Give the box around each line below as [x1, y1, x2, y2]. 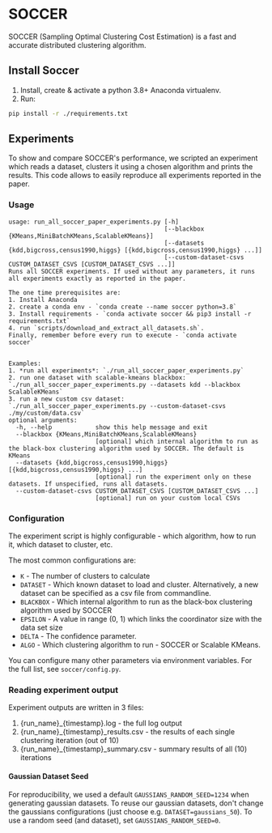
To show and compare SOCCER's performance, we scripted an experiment [8, 153, 258, 163]
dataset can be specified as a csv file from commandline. [19, 589, 212, 598]
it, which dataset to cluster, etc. [8, 540, 113, 550]
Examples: [8, 359, 42, 368]
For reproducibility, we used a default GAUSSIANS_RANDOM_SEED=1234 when [8, 789, 249, 799]
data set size [19, 623, 63, 632]
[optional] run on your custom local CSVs [95, 494, 241, 502]
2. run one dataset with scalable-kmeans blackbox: [8, 373, 186, 381]
